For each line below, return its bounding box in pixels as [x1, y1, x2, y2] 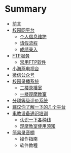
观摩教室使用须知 [19, 123, 56, 129]
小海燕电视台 [12, 65, 39, 72]
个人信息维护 [19, 33, 47, 39]
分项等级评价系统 [12, 97, 48, 103]
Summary [5, 3, 47, 15]
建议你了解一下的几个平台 [12, 103, 66, 110]
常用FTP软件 [19, 59, 46, 65]
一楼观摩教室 [19, 91, 47, 97]
